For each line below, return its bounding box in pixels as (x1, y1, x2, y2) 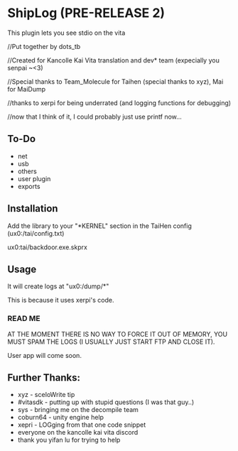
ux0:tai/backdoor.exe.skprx (7, 243, 87, 251)
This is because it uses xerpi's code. (7, 296, 114, 305)
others (17, 167, 37, 175)
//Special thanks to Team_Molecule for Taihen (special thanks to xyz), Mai (7, 77, 224, 86)
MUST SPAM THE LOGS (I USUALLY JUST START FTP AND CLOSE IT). (7, 337, 215, 346)
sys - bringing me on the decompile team (17, 406, 139, 414)
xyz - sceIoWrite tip (17, 391, 75, 399)
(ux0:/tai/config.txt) (7, 229, 65, 237)
